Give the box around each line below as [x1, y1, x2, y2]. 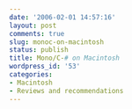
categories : [9, 70, 53, 79]
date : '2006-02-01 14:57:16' [9, 12, 116, 22]
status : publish [9, 46, 69, 54]
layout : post [9, 21, 57, 30]
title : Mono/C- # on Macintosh [9, 54, 121, 62]
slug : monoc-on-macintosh [9, 37, 104, 47]
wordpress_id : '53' [9, 62, 81, 71]
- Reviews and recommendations [9, 86, 124, 95]
